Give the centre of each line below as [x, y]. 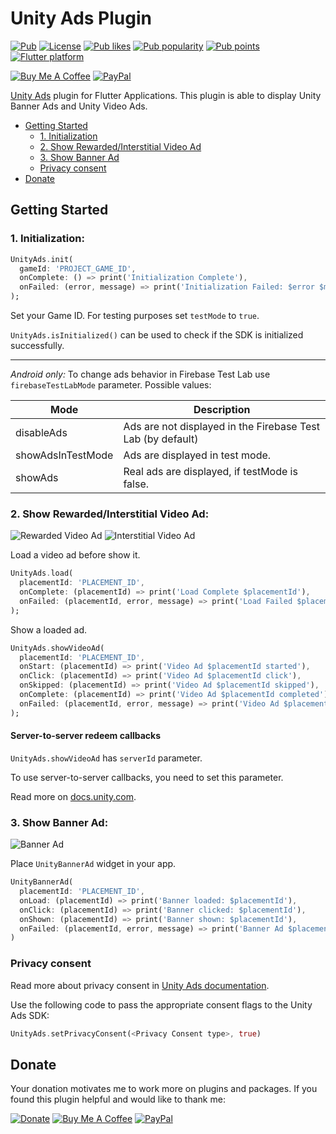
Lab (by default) [161, 439]
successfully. [37, 345]
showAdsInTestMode [64, 455]
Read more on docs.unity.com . [73, 796]
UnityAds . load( [42, 573]
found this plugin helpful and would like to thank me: [118, 1099]
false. [136, 484]
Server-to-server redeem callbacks [86, 736]
